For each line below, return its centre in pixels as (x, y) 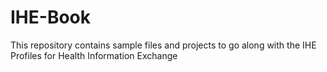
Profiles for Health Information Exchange (94, 55)
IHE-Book (50, 17)
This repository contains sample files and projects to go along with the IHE (163, 45)
